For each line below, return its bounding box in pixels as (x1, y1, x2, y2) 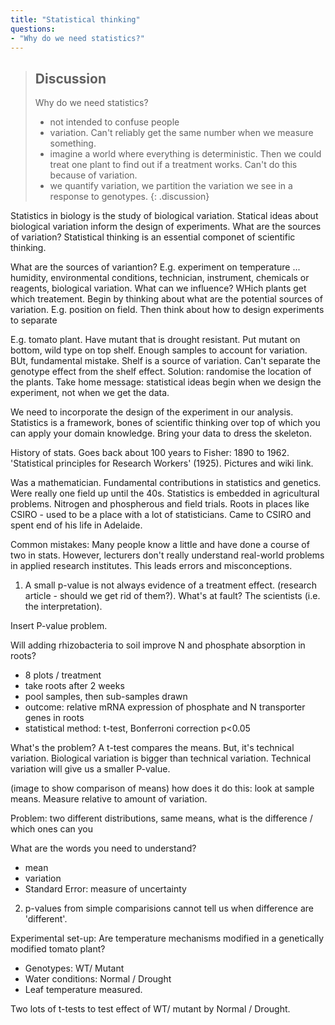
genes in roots (24, 712, 85, 724)
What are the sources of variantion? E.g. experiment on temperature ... (10, 261, 301, 273)
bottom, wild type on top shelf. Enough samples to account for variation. (10, 344, 308, 356)
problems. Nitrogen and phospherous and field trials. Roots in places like (10, 498, 310, 510)
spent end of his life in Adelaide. (10, 519, 143, 531)
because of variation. (49, 169, 138, 181)
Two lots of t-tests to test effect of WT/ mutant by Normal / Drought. (10, 1003, 291, 1015)
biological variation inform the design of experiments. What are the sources (10, 221, 322, 233)
